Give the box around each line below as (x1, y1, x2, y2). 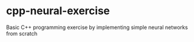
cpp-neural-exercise (6, 4, 110, 18)
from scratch (6, 30, 38, 37)
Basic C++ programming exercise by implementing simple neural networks (6, 24, 188, 31)
